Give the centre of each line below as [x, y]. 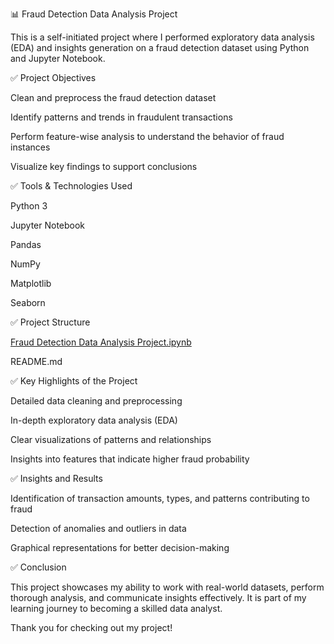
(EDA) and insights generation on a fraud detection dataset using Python [160, 47]
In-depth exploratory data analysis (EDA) [94, 420]
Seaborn [28, 302]
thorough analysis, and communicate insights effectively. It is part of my [158, 597]
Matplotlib [31, 283]
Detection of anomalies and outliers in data [98, 528]
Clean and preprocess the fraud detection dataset [113, 97]
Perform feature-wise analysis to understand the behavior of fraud [147, 136]
